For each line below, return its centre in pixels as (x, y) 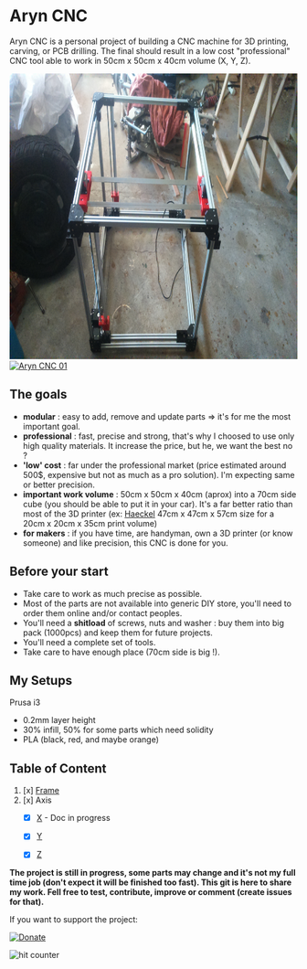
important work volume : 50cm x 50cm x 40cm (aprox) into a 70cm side (159, 494)
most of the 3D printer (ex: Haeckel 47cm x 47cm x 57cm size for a (148, 514)
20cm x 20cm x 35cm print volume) (90, 523)
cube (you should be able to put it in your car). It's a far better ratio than (158, 504)
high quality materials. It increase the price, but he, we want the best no (158, 445)
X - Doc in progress (74, 818)
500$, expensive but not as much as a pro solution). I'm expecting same (159, 474)
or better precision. (59, 484)
